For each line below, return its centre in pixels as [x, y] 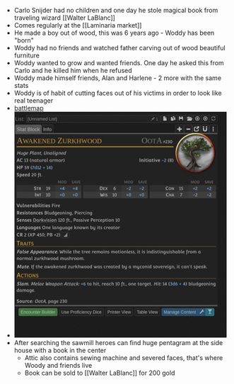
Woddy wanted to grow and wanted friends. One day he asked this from [119, 63]
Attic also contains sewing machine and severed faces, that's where [124, 358]
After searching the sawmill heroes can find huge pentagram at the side [118, 343]
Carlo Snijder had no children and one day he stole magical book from [116, 10]
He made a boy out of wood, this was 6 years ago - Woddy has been [114, 33]
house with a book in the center [60, 351]
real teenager [34, 101]
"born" [24, 40]
